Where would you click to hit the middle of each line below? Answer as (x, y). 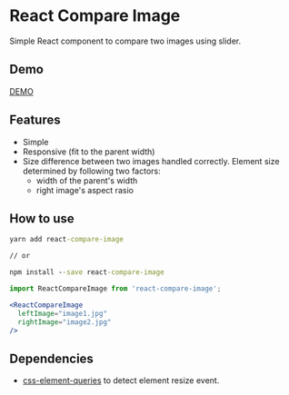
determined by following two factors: (91, 171)
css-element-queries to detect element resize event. (121, 380)
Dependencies (51, 358)
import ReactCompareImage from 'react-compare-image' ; (115, 289)
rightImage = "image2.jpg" (65, 322)
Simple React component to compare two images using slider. (125, 41)
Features (35, 120)
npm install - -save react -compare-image (87, 272)
